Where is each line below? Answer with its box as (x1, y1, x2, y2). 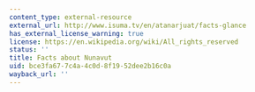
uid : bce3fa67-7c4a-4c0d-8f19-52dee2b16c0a (9, 62, 172, 71)
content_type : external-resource (9, 12, 132, 22)
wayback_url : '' (9, 70, 69, 79)
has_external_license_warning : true (9, 29, 144, 38)
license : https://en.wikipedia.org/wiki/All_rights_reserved (9, 37, 239, 46)
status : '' (9, 46, 49, 54)
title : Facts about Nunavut (9, 53, 113, 62)
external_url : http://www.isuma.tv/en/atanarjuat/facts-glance (9, 21, 247, 30)
